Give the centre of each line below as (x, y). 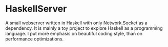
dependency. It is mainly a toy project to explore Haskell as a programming (84, 28)
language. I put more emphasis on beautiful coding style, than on (74, 33)
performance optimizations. (35, 39)
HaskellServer (36, 9)
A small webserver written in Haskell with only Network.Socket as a (76, 23)
